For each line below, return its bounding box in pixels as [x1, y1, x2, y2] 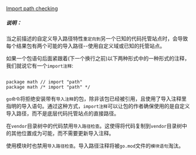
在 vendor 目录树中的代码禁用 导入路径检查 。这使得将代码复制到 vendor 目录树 [6, 122, 183, 129]
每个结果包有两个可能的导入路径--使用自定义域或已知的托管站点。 [6, 42, 165, 49]
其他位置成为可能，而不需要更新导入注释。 [11, 129, 114, 137]
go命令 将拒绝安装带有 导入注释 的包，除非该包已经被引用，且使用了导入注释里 [6, 95, 187, 102]
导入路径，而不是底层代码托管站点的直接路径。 [6, 110, 119, 117]
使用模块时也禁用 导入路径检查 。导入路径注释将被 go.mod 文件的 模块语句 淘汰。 [6, 142, 184, 149]
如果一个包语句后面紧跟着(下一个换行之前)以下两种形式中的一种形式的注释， [6, 55, 190, 62]
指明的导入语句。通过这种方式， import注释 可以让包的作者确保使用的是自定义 [6, 102, 190, 109]
